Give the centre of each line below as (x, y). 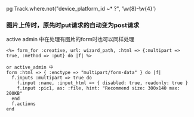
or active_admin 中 (30, 67)
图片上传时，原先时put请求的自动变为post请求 (73, 25)
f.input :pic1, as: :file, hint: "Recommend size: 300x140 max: (98, 88)
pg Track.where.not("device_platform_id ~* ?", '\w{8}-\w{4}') (81, 9)
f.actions (24, 104)
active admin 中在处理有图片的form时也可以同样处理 (70, 39)
